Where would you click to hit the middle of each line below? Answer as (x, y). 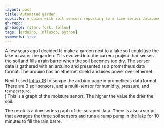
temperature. (18, 91)
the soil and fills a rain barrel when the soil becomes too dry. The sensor (78, 61)
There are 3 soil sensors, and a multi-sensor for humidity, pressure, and (77, 86)
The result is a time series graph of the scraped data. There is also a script (80, 110)
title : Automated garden (30, 14)
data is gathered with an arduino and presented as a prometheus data (75, 66)
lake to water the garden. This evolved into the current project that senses (79, 55)
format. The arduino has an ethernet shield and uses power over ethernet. (79, 71)
